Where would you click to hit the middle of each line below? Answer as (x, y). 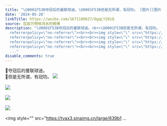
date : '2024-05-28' (25, 14)
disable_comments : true (30, 56)
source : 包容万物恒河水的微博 (33, 24)
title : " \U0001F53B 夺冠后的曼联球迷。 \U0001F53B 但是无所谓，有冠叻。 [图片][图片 (83, 10)
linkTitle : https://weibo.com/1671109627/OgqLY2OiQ (60, 19)
